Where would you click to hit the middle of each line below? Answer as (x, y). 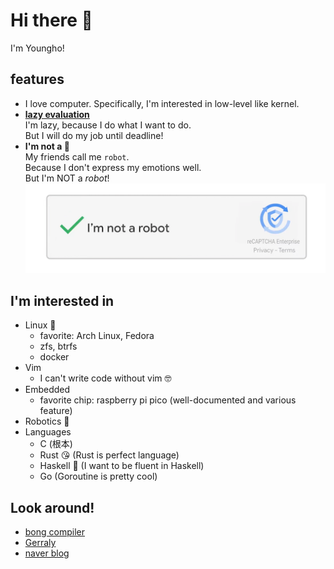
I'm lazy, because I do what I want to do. (108, 125)
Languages (48, 432)
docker (54, 357)
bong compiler (55, 532)
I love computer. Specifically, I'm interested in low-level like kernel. (162, 103)
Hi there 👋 (51, 20)
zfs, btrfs (58, 346)
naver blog (47, 553)
